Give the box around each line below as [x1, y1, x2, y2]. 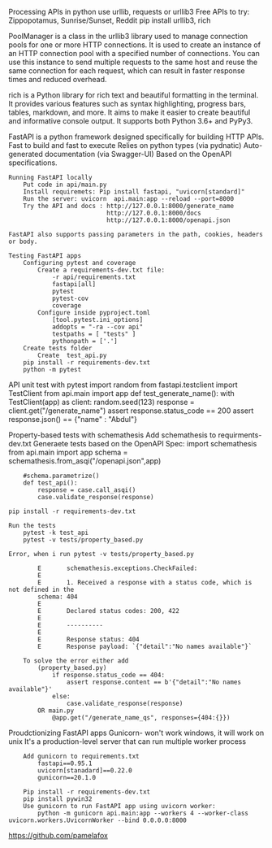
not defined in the [8, 585, 75, 594]
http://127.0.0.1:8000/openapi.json [106, 216, 231, 224]
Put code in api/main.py [23, 180, 107, 189]
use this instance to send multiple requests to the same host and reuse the [8, 57, 258, 67]
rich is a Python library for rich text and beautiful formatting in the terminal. [8, 90, 259, 100]
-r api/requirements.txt [51, 273, 136, 281]
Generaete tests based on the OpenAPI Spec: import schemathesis [32, 439, 257, 448]
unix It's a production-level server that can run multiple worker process [8, 737, 246, 746]
